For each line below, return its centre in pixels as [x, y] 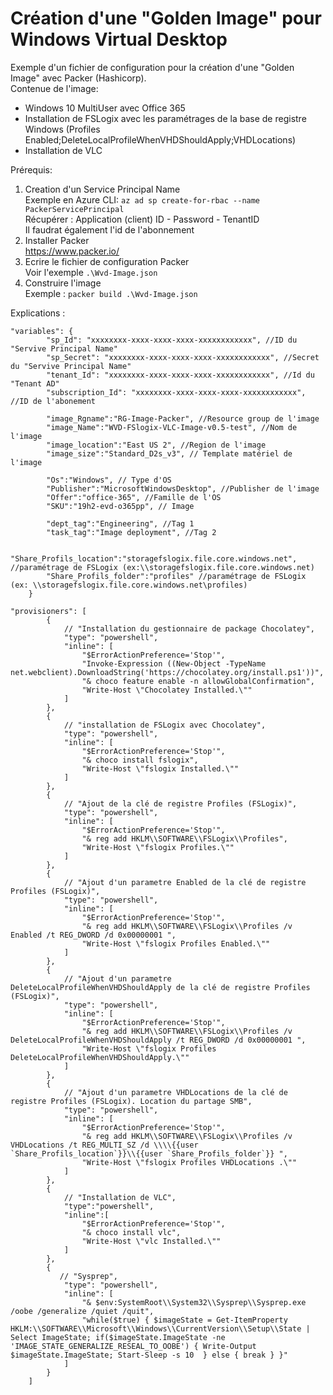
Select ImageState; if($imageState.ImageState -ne [118, 1337]
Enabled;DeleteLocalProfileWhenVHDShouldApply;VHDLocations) [160, 139]
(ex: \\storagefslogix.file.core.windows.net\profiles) [129, 585]
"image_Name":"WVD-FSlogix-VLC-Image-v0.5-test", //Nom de [172, 427]
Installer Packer [57, 240]
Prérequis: [31, 169]
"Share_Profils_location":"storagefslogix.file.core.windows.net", [154, 558]
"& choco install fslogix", [140, 760]
